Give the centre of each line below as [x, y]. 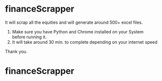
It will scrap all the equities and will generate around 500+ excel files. [74, 22]
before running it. [29, 37]
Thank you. [16, 51]
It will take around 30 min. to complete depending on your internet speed [85, 42]
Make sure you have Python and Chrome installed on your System [78, 32]
